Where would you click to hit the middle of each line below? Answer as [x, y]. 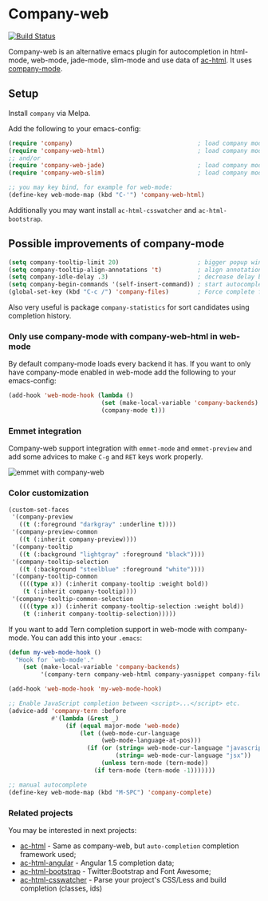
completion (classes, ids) [61, 888]
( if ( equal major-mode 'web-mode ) [122, 726]
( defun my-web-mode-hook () [55, 652]
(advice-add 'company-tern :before [67, 711]
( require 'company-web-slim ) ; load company [128, 173]
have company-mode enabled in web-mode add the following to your [122, 372]
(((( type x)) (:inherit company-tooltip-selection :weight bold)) [132, 606]
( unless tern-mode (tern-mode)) [155, 763]
